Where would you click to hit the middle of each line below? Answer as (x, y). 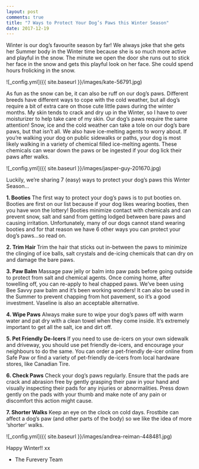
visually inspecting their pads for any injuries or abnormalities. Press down (97, 388)
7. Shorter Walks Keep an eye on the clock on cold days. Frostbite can (92, 412)
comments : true (25, 17)
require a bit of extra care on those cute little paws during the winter (90, 106)
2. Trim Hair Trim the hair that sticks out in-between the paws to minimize (97, 247)
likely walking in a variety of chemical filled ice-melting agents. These (92, 144)
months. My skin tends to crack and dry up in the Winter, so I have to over (97, 112)
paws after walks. (28, 157)
